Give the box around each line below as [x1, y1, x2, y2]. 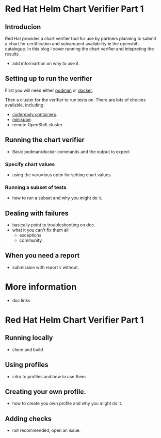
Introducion [5, 23, 41, 31]
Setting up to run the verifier [5, 74, 93, 83]
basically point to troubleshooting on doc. [12, 222, 96, 228]
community [19, 237, 42, 243]
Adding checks [5, 414, 52, 423]
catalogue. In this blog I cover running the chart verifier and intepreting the [5, 46, 154, 51]
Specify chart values [5, 161, 55, 168]
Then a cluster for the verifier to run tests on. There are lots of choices [5, 97, 146, 102]
